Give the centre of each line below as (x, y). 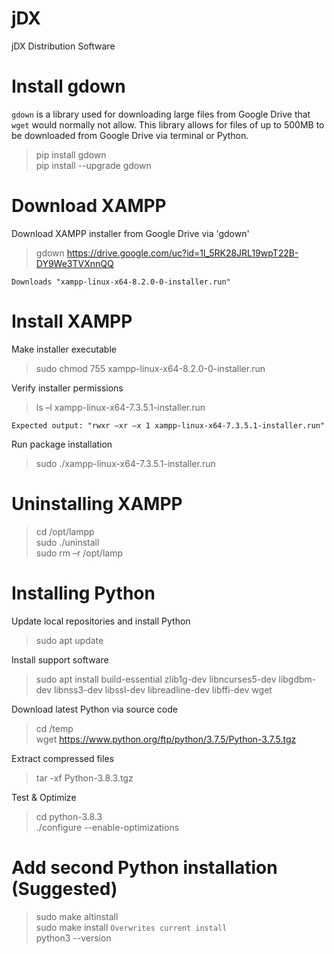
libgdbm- (297, 679)
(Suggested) (64, 888)
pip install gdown (71, 154)
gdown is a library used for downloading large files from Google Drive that (161, 114)
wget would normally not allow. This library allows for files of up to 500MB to (168, 124)
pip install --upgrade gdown (93, 165)
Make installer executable (64, 349)
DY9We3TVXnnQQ (74, 263)
